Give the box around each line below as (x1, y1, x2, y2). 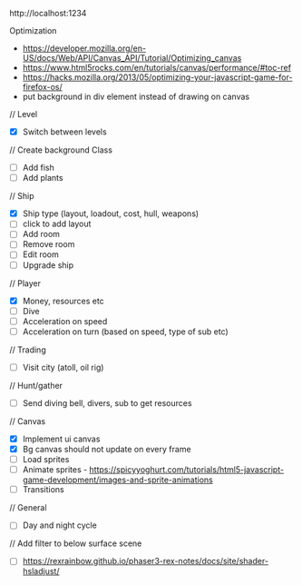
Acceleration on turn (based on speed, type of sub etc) (22, 326, 229, 337)
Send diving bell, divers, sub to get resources (22, 397, 192, 408)
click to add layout (22, 218, 92, 230)
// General (9, 502, 47, 513)
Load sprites (22, 454, 70, 465)
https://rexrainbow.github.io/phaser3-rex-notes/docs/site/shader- (22, 556, 269, 567)
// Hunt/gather (9, 380, 63, 391)
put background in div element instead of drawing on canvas (22, 91, 250, 102)
